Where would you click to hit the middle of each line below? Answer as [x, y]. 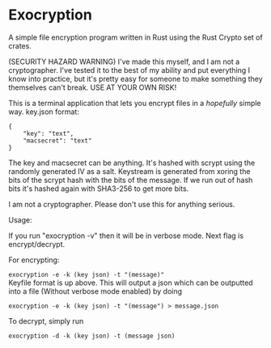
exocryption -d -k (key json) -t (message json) [92, 336]
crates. [20, 45]
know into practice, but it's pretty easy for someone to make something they [135, 79]
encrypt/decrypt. [37, 244]
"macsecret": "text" [57, 140]
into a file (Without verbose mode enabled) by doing [95, 291]
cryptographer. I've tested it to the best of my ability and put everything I [129, 70]
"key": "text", [49, 134]
